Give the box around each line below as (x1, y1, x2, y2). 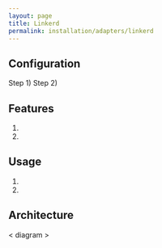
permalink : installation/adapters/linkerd (8, 27, 154, 35)
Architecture (8, 208, 75, 222)
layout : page (8, 11, 53, 20)
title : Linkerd (8, 19, 60, 27)
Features (8, 102, 54, 116)
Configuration (8, 57, 81, 70)
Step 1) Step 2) (8, 78, 58, 88)
